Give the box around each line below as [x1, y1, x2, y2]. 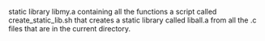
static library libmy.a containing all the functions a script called [8, 7, 217, 16]
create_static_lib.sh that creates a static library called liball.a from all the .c [8, 15, 257, 25]
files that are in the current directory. [8, 24, 131, 33]
